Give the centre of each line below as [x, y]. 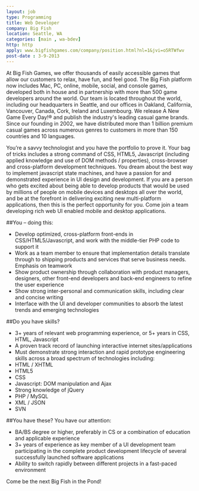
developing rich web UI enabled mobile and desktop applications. [86, 211]
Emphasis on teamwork [43, 265]
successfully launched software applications [69, 457]
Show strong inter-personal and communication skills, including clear [99, 291]
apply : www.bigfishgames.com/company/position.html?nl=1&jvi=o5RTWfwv [95, 51]
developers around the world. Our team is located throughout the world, [94, 98]
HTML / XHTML [34, 364]
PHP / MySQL [31, 396]
